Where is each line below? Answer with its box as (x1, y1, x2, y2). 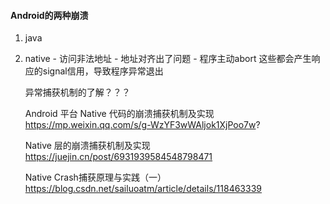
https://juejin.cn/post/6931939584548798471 (24, 151, 213, 163)
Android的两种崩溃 (10, 9, 89, 21)
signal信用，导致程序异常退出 (42, 65, 164, 77)
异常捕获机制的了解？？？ (24, 86, 131, 99)
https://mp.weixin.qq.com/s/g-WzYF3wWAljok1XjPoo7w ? (24, 119, 261, 131)
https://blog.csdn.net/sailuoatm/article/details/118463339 (24, 183, 262, 195)
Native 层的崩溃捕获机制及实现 (24, 140, 151, 152)
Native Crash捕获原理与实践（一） (24, 171, 167, 184)
